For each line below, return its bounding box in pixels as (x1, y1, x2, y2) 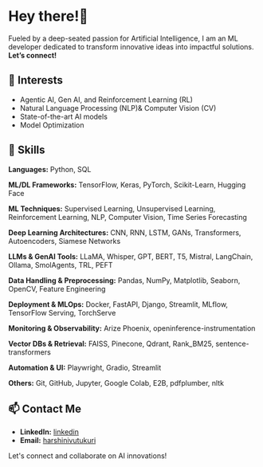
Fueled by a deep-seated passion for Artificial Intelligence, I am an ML (8, 33, 239, 43)
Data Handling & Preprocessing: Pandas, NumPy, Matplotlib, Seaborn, (8, 275, 241, 285)
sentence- (214, 339, 249, 348)
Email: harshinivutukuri (19, 436, 96, 445)
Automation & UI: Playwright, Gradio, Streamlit (8, 363, 162, 372)
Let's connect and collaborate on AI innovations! (8, 451, 167, 461)
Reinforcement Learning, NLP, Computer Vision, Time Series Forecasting (8, 212, 247, 222)
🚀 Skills (8, 143, 45, 157)
